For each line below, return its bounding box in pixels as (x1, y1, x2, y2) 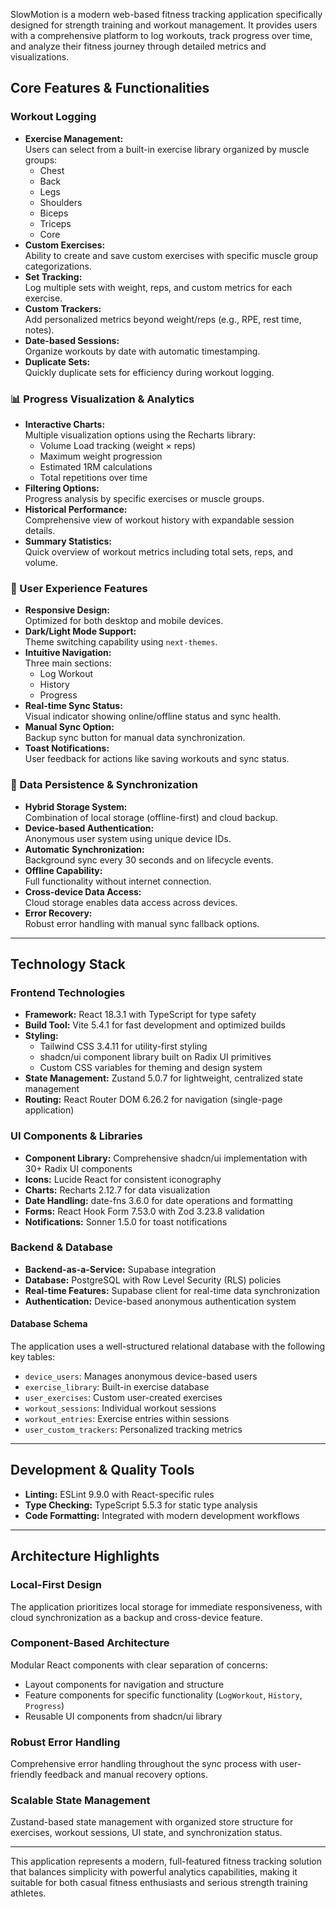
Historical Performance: (24, 503, 128, 515)
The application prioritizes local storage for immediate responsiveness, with (10, 1600, 323, 1613)
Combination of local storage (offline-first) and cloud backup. (24, 811, 279, 823)
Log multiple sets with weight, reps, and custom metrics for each (24, 281, 293, 293)
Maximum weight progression (39, 450, 163, 462)
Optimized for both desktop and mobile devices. (24, 615, 224, 627)
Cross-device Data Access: (24, 885, 142, 898)
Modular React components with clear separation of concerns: (10, 1659, 268, 1671)
